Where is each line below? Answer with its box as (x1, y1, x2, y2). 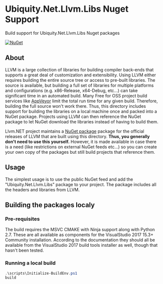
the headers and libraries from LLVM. (5, 187, 80, 192)
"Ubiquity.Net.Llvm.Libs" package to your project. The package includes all (5, 181, 157, 187)
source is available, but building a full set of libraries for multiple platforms (5, 82, 154, 88)
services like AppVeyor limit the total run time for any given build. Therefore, (5, 98, 158, 104)
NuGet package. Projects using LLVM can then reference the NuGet (5, 114, 142, 119)
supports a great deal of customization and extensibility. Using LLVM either (5, 72, 156, 78)
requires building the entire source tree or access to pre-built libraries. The (5, 77, 155, 83)
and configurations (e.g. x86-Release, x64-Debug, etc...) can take (5, 87, 138, 94)
